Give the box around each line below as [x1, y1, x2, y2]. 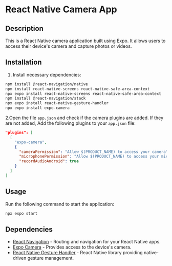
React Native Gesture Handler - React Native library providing [12, 250, 143, 256]
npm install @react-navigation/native [5, 81, 88, 87]
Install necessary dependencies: [12, 71, 81, 78]
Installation [5, 58, 42, 67]
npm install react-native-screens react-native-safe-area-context [5, 86, 150, 91]
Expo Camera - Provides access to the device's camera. [12, 244, 132, 250]
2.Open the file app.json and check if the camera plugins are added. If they [5, 115, 164, 121]
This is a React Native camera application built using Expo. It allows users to [5, 37, 166, 44]
